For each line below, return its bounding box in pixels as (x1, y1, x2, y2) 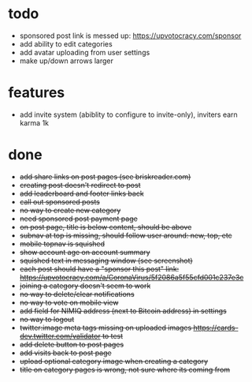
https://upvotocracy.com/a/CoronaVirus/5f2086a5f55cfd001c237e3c (19, 272, 244, 282)
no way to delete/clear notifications (19, 289, 135, 298)
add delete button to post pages (19, 339, 124, 349)
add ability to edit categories (19, 39, 113, 48)
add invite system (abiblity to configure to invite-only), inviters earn (19, 110, 238, 119)
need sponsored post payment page (19, 214, 138, 223)
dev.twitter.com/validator (19, 331, 101, 340)
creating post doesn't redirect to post (19, 180, 141, 189)
